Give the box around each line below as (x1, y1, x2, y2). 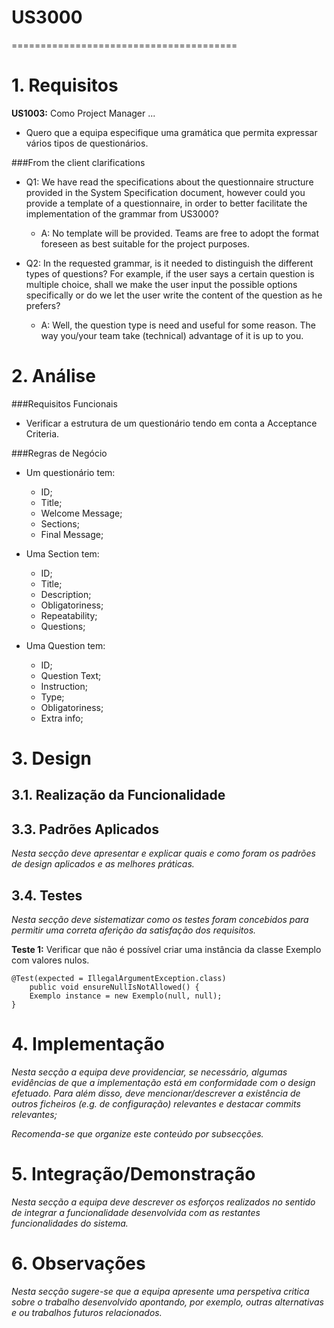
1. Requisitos (11, 74, 119, 97)
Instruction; (40, 680, 89, 692)
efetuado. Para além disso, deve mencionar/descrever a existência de (11, 1087, 301, 1099)
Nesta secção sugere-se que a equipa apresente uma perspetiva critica (11, 1285, 310, 1297)
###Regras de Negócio (11, 447, 108, 459)
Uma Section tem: (25, 547, 100, 560)
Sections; (40, 517, 80, 530)
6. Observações (11, 1252, 146, 1275)
